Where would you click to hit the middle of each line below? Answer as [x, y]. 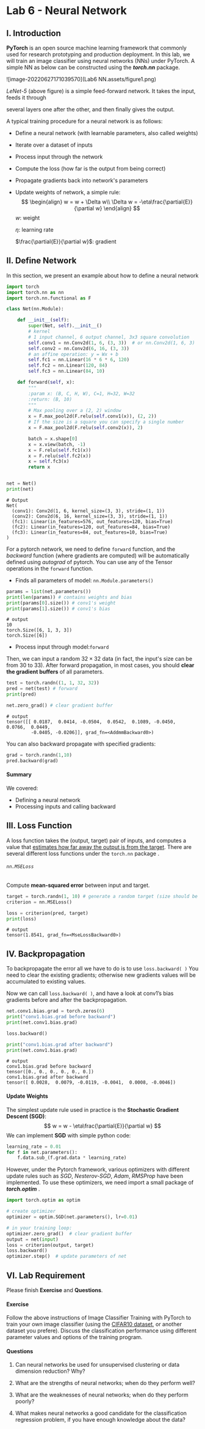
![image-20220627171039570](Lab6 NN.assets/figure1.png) [81, 79]
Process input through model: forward [62, 647]
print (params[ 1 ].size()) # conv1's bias [59, 609]
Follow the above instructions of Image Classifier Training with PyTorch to [99, 1318]
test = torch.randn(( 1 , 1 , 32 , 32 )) [53, 683]
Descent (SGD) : [27, 1116]
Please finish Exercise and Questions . [55, 1290]
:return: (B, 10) [50, 399]
